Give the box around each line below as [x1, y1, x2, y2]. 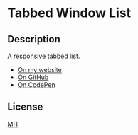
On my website [17, 66, 62, 74]
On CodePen [17, 81, 55, 89]
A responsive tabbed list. [7, 52, 80, 60]
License [7, 101, 43, 113]
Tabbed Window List [7, 5, 132, 21]
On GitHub [17, 73, 49, 81]
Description [7, 33, 60, 45]
